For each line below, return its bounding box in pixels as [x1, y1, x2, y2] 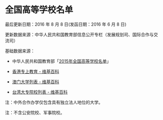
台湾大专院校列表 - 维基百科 [12, 89, 68, 95]
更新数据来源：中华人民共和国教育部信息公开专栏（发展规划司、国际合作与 [5, 31, 154, 37]
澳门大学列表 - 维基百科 [12, 78, 60, 85]
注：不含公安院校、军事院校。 [5, 109, 65, 115]
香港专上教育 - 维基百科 [12, 68, 60, 74]
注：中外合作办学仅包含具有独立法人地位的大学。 [5, 99, 103, 105]
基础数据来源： [5, 48, 35, 54]
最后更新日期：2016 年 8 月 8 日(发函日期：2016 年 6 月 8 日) [5, 21, 127, 27]
